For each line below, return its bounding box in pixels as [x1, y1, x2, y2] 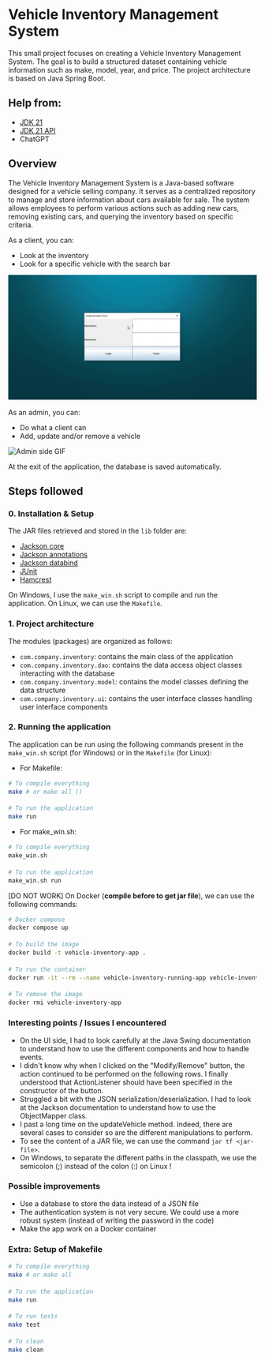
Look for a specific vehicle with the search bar [19, 259, 171, 268]
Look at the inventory [19, 250, 89, 260]
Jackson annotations [19, 550, 88, 560]
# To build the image [8, 941, 80, 949]
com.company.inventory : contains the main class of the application [19, 651, 233, 661]
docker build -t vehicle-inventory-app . [8, 949, 147, 957]
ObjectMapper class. [19, 1111, 88, 1120]
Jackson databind [19, 558, 79, 568]
